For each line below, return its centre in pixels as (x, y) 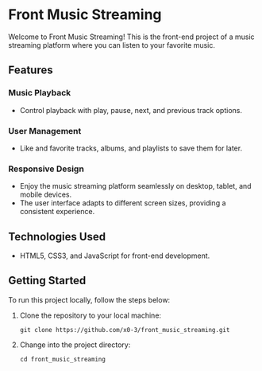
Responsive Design (46, 169)
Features (31, 70)
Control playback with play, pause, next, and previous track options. (131, 110)
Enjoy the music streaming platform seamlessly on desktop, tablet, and (135, 186)
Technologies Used (57, 236)
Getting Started (47, 281)
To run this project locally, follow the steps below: (89, 299)
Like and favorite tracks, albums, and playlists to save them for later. (131, 148)
